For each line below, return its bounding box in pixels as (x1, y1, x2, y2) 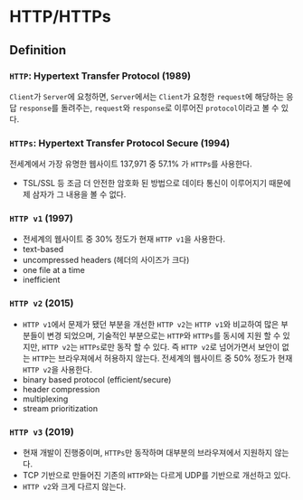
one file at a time (22, 265, 86, 276)
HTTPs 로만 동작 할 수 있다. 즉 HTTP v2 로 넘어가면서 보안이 (80, 341, 280, 352)
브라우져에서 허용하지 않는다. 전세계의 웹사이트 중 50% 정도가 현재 (58, 353, 293, 363)
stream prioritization (22, 402, 98, 413)
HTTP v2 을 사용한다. (22, 363, 93, 374)
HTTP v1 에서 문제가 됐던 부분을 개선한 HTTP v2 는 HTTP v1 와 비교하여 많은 (22, 318, 279, 329)
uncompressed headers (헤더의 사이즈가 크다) (22, 255, 190, 266)
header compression (22, 383, 100, 394)
